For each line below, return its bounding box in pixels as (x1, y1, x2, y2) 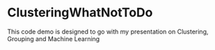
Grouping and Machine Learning (7, 34, 100, 42)
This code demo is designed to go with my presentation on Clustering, (7, 27, 209, 36)
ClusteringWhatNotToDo (7, 5, 153, 21)
